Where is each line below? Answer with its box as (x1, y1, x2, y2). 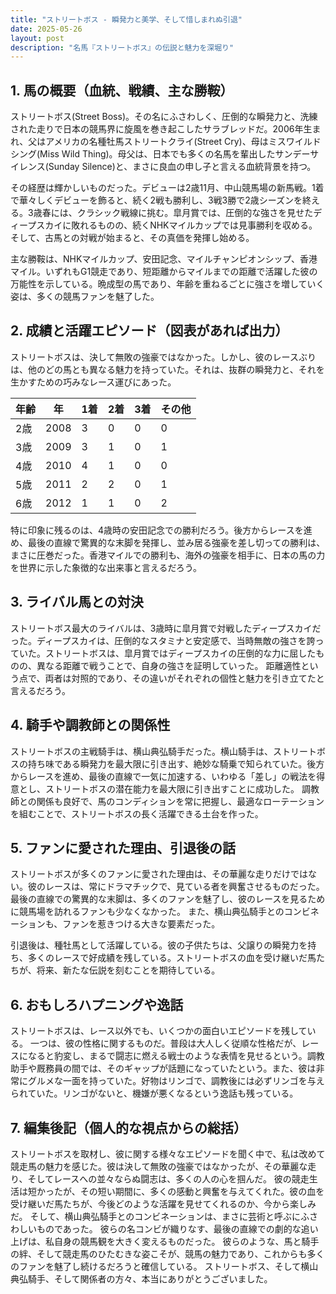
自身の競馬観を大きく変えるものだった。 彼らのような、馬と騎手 (53, 1235, 320, 1247)
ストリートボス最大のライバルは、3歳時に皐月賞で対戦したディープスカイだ (10, 622, 322, 634)
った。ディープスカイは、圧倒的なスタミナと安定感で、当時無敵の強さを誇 (10, 634, 316, 646)
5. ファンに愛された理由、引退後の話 (10, 839, 236, 856)
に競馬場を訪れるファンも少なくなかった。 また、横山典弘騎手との (10, 906, 285, 918)
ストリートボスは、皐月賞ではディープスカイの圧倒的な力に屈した (44, 647, 317, 659)
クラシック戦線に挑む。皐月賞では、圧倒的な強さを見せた (76, 207, 314, 219)
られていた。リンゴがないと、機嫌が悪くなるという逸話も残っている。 (10, 1087, 299, 1100)
